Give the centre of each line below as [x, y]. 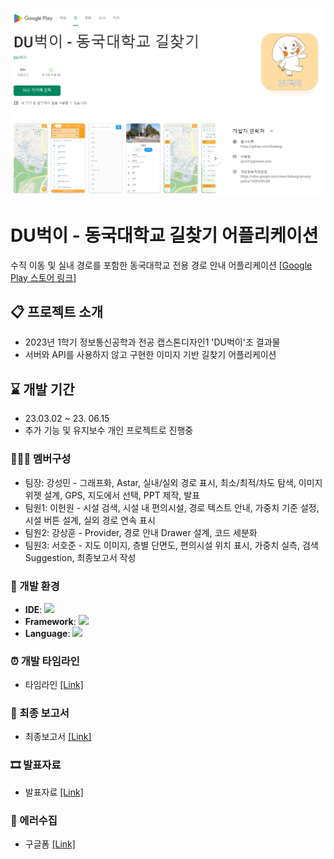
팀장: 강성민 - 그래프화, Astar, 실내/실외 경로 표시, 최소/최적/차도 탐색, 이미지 [173, 482]
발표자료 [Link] [54, 792]
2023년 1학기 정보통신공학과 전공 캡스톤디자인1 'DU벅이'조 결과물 [152, 342]
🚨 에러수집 [34, 820]
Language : [47, 633]
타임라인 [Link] [54, 685]
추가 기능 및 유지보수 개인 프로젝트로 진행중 [109, 430]
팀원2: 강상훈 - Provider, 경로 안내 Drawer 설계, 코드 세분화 [141, 532]
